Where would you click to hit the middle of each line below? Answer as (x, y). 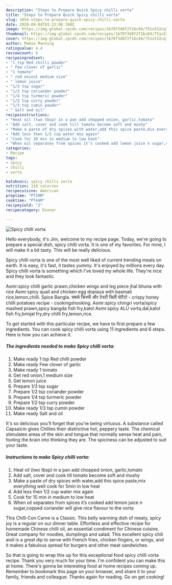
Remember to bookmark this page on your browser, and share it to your (81, 572)
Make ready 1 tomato (35, 370)
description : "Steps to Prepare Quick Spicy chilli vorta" (70, 10)
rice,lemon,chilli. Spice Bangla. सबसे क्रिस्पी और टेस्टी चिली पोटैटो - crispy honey (82, 297)
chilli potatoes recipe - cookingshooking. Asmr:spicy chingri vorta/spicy (81, 302)
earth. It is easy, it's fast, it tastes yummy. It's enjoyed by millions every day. (85, 265)
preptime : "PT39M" (25, 196)
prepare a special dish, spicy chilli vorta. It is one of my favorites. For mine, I (86, 245)
